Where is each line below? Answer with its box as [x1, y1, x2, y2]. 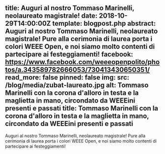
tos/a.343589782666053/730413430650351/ [5, 66, 150, 74]
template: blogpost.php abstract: [52, 19, 156, 28]
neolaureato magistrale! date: [5, 12, 98, 20]
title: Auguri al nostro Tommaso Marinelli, [5, 4, 135, 12]
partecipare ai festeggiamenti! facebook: [5, 50, 134, 59]
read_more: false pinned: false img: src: [5, 74, 130, 82]
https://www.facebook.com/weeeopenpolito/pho [5, 58, 160, 66]
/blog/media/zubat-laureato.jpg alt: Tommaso [5, 81, 149, 89]
